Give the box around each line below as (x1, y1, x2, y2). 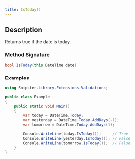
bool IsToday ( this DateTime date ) (5, 63, 77, 68)
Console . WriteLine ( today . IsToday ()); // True (23, 131, 128, 136)
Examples (5, 74, 30, 81)
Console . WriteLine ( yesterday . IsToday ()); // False (23, 136, 131, 141)
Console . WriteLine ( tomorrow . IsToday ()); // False (23, 140, 131, 146)
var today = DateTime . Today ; (23, 113, 84, 118)
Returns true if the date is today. (5, 39, 71, 45)
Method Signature (5, 51, 50, 58)
